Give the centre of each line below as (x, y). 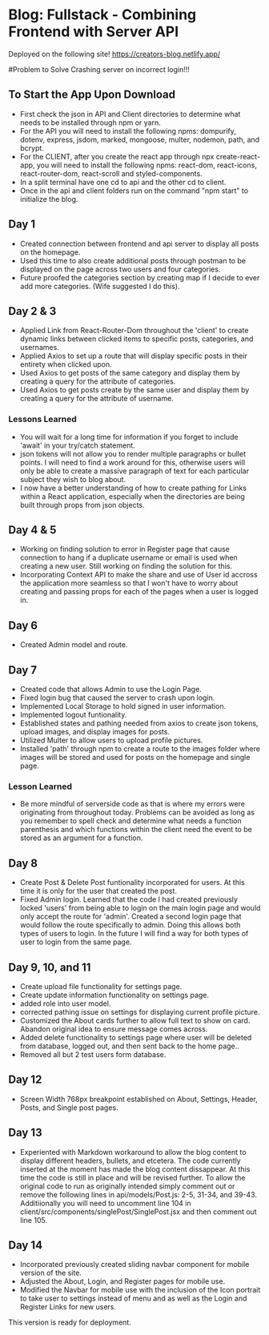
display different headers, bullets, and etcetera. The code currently (130, 1160)
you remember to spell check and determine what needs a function (130, 821)
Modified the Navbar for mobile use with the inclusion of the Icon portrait (140, 1290)
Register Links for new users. (68, 1307)
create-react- (238, 156)
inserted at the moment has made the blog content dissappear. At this (135, 1169)
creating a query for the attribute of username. (96, 399)
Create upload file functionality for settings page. (101, 987)
